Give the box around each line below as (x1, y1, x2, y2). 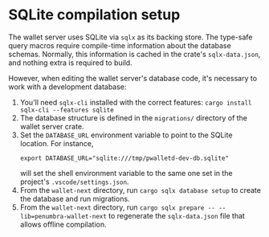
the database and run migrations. (19, 194, 130, 203)
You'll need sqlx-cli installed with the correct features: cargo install (19, 97, 252, 107)
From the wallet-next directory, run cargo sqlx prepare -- (19, 202, 215, 212)
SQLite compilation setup (8, 6, 181, 24)
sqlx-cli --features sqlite (19, 106, 114, 114)
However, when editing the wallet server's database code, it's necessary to (8, 73, 258, 83)
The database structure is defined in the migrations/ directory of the (19, 112, 247, 122)
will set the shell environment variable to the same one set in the (19, 168, 233, 178)
